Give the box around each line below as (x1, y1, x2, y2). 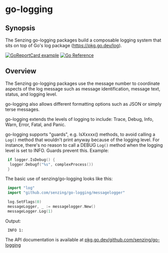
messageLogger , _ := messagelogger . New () (7, 204, 96, 209)
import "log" (7, 186, 35, 191)
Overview (5, 67, 37, 75)
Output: (5, 218, 21, 224)
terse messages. (5, 106, 40, 112)
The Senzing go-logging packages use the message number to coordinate (5, 80, 160, 87)
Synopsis (5, 24, 35, 32)
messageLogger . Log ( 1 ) (7, 208, 53, 214)
